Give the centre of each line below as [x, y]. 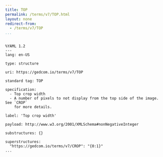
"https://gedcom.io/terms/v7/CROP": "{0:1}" [56, 146]
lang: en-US [17, 55]
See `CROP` [16, 103]
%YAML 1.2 [15, 46]
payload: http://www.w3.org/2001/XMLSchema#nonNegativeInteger [72, 125]
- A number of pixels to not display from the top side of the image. [84, 98]
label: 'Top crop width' [31, 116]
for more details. [33, 107]
